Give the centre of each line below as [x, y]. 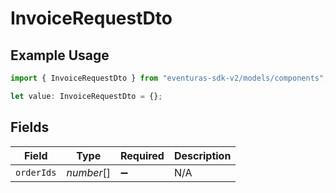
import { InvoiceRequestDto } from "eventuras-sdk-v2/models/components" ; [169, 78]
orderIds [36, 172]
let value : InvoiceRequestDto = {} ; [86, 96]
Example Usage [60, 55]
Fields [30, 127]
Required [142, 155]
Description [202, 155]
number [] [88, 172]
